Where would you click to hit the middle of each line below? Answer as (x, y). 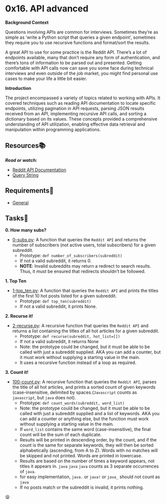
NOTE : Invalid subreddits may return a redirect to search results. (85, 266)
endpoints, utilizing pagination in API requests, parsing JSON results (75, 108)
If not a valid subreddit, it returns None (59, 342)
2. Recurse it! (19, 316)
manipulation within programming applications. (53, 129)
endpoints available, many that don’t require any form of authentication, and (83, 57)
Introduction (18, 88)
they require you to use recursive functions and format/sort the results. (78, 42)
